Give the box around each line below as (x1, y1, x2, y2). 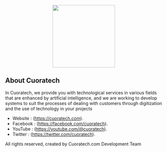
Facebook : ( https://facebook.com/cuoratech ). (12, 120, 108, 126)
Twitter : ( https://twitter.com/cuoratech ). (12, 131, 96, 137)
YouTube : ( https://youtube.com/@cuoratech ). (12, 125, 107, 132)
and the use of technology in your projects (5, 105, 93, 111)
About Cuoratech (5, 76, 60, 85)
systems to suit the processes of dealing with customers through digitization (5, 100, 163, 106)
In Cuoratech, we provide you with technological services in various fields (5, 89, 157, 95)
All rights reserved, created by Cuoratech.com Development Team (5, 140, 141, 147)
